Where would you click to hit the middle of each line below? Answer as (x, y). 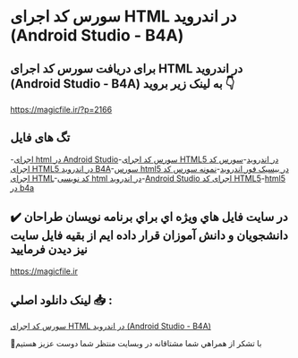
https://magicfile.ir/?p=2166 (61, 110)
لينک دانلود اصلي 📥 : (61, 300)
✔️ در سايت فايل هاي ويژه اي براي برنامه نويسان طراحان (149, 217)
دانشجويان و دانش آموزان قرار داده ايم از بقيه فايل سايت (149, 236)
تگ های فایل (40, 137)
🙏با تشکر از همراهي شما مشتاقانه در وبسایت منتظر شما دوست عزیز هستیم (136, 344)
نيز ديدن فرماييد (49, 249)
